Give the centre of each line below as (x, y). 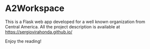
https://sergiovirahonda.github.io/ (39, 32)
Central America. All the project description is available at (63, 26)
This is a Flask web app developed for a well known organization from (75, 22)
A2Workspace (35, 8)
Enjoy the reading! (23, 41)
